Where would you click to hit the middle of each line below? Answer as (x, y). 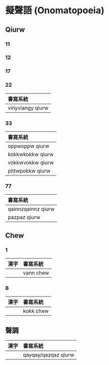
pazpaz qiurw (24, 218)
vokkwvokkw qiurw (31, 162)
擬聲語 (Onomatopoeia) (55, 10)
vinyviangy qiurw (28, 108)
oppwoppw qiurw (29, 146)
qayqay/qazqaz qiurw (49, 355)
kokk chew (36, 311)
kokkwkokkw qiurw (31, 154)
